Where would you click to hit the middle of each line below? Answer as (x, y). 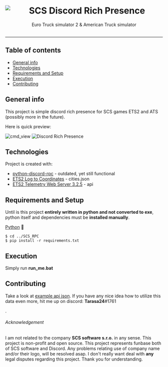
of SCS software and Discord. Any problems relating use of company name (82, 348)
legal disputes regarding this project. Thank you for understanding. (74, 359)
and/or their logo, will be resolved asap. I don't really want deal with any (79, 354)
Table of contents (33, 50)
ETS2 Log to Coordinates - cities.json (51, 179)
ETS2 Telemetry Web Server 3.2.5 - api (53, 184)
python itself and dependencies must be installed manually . (67, 217)
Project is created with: (29, 164)
